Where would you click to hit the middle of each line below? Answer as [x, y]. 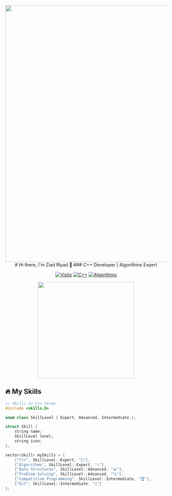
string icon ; [28, 441]
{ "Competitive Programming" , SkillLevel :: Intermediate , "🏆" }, [83, 479]
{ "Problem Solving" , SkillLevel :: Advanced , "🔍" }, [69, 474]
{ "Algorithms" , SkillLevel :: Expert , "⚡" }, [60, 465]
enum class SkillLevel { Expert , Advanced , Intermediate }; [71, 417]
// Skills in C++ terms [31, 403]
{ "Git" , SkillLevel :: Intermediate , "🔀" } [58, 484]
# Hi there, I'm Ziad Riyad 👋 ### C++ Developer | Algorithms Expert [86, 265]
